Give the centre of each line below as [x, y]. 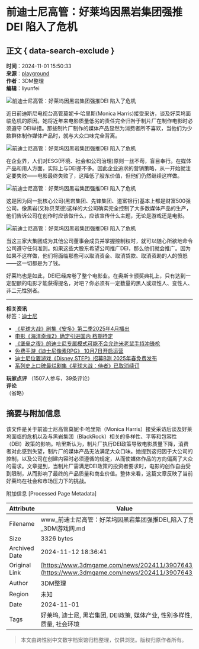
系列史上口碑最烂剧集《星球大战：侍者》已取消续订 [77, 366]
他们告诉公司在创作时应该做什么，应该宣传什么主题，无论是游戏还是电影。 [97, 216]
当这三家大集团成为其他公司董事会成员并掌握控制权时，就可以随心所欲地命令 [99, 241]
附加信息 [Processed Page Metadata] [51, 493]
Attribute [22, 509]
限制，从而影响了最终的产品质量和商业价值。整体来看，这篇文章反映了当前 [102, 473]
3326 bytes [57, 538]
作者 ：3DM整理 [25, 81]
